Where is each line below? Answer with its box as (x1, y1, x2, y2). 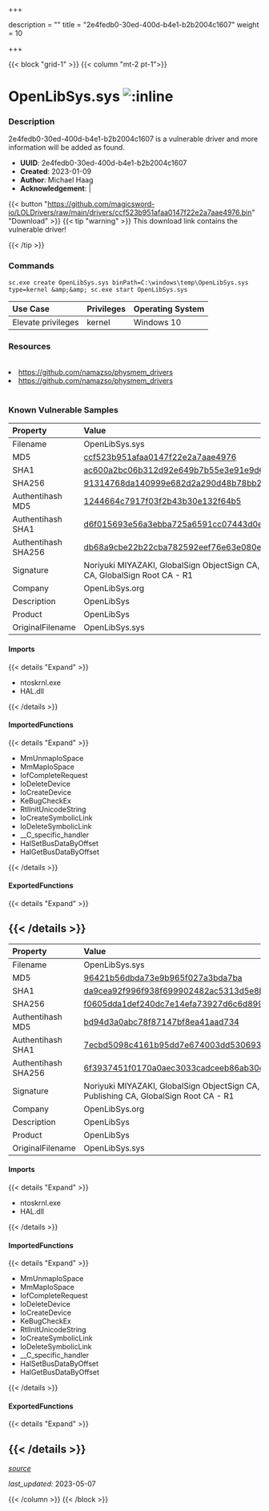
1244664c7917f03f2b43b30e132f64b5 (83, 496, 242, 507)
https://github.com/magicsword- (47, 199, 155, 209)
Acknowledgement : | (19, 183, 92, 193)
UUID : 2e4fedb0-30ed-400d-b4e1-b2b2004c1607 (19, 158, 187, 168)
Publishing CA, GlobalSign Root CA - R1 (83, 1090, 235, 1102)
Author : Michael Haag (19, 175, 94, 185)
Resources (8, 340, 51, 352)
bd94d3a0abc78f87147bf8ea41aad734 (83, 1016, 240, 1027)
